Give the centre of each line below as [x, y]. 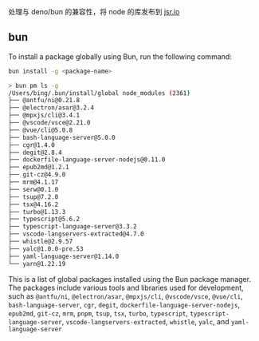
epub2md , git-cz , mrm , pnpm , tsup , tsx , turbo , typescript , [98, 313]
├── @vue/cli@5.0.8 [41, 130]
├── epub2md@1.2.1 [39, 167]
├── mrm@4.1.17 [33, 182]
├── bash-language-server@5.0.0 [62, 137]
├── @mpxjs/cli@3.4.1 [44, 115]
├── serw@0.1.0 [33, 189]
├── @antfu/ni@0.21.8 [44, 101]
